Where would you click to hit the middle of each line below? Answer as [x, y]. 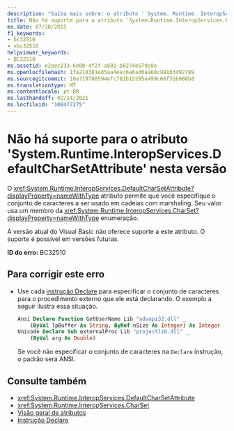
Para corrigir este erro [56, 274]
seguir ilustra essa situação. [57, 306]
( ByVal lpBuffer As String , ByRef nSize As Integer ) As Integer [125, 326]
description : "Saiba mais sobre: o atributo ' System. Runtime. [102, 14]
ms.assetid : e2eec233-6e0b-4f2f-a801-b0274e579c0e [82, 66]
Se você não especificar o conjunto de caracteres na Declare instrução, [120, 352]
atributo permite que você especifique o [158, 196]
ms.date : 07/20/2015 [37, 27]
